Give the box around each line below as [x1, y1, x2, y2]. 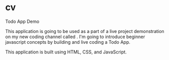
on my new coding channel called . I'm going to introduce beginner [5, 34, 146, 40]
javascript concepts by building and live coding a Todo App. [5, 39, 130, 45]
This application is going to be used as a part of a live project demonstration [5, 28, 164, 34]
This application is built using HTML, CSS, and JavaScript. [5, 49, 127, 55]
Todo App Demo [5, 18, 40, 24]
